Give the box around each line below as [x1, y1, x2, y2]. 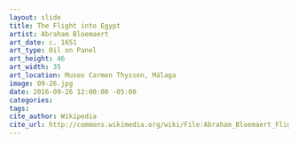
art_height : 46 [9, 54, 66, 63]
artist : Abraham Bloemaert [9, 29, 109, 38]
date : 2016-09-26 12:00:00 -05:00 [9, 87, 137, 96]
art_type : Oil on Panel [9, 46, 98, 55]
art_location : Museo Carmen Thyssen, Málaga [9, 71, 176, 80]
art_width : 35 [9, 63, 62, 72]
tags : [9, 104, 29, 113]
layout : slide [9, 12, 62, 22]
